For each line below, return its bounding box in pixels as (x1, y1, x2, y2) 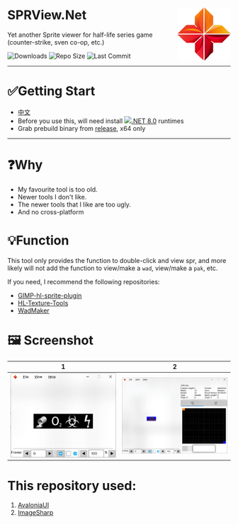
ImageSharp (17, 508, 54, 517)
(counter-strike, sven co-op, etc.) (7, 37, 105, 46)
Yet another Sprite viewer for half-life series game (7, 30, 153, 39)
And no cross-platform (17, 207, 84, 216)
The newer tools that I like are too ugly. (17, 200, 131, 209)
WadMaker (17, 306, 50, 315)
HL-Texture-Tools (17, 298, 69, 307)
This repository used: (7, 477, 137, 494)
